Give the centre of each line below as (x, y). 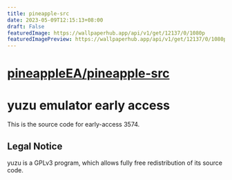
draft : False (26, 26)
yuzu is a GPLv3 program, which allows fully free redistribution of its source (115, 163)
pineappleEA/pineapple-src (88, 74)
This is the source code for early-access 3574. (74, 125)
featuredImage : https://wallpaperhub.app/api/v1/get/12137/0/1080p (106, 33)
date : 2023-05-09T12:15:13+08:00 (55, 20)
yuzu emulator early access (89, 105)
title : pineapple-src (38, 13)
